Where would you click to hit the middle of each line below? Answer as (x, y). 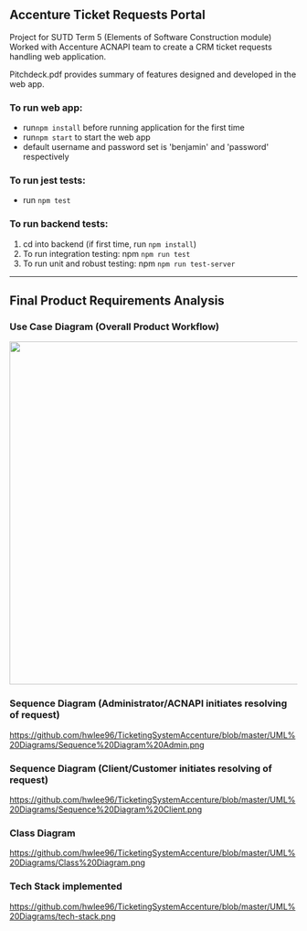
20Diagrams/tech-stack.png (63, 916)
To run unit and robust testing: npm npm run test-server (129, 263)
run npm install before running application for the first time (133, 128)
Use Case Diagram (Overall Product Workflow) (114, 326)
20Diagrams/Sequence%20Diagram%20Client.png (106, 809)
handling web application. (58, 56)
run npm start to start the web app (86, 137)
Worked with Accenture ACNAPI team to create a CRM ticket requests (141, 47)
